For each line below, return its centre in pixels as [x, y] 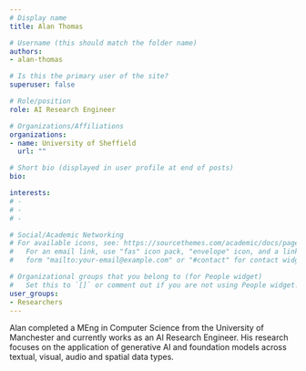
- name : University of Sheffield [73, 143]
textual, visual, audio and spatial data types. [92, 357]
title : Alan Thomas [46, 26]
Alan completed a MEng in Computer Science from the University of [137, 328]
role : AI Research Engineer [63, 109]
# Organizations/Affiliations [67, 126]
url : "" [32, 151]
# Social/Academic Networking [67, 235]
